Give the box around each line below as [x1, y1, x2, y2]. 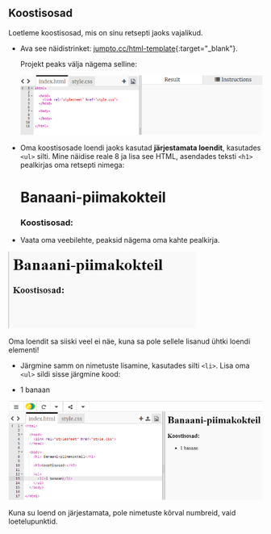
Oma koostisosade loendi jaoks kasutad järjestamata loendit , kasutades [19, 143, 261, 152]
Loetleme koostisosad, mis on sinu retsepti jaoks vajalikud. [8, 27, 203, 37]
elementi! [8, 345, 40, 354]
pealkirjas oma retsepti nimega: [19, 160, 125, 169]
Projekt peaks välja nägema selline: [19, 59, 138, 69]
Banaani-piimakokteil [19, 188, 167, 207]
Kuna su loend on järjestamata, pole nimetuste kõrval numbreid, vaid [8, 507, 236, 517]
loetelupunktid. [8, 516, 58, 526]
